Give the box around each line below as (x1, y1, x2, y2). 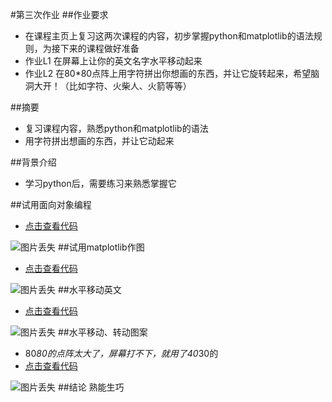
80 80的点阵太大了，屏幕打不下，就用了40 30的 (24, 348, 219, 359)
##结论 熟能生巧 (57, 381, 125, 393)
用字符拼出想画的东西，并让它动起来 (24, 135, 175, 147)
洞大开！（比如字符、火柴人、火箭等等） (24, 80, 192, 92)
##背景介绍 (10, 156, 57, 168)
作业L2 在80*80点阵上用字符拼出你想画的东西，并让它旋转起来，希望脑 (24, 68, 320, 79)
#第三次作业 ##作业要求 (10, 9, 109, 20)
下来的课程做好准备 (59, 43, 140, 54)
